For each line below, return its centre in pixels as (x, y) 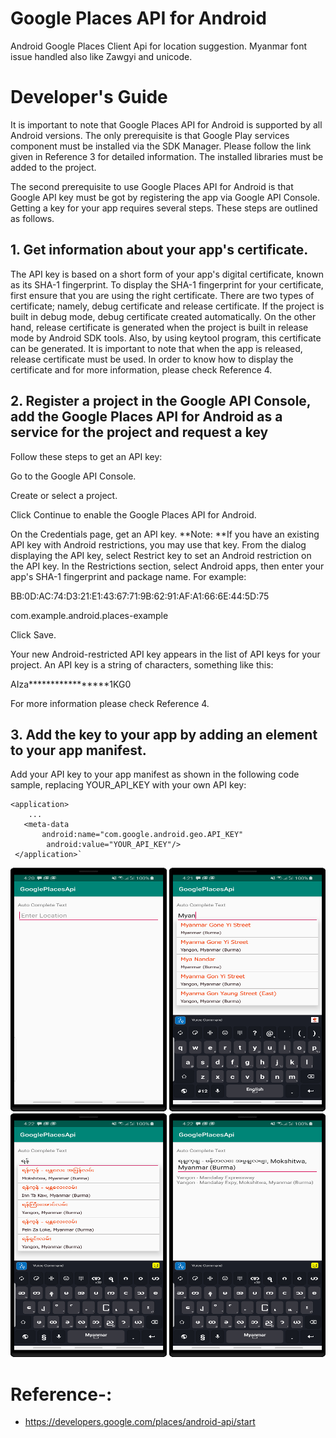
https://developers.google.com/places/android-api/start (140, 1422)
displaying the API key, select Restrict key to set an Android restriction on (161, 555)
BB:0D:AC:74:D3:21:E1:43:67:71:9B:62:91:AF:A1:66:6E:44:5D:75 (140, 596)
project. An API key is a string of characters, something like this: (142, 664)
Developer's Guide (89, 97)
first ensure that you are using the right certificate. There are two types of (162, 295)
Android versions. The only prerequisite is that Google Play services (150, 135)
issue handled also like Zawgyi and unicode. (101, 56)
